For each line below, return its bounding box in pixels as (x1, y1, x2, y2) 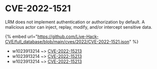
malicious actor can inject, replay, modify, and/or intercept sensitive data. (5, 24, 153, 30)
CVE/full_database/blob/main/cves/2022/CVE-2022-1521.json (5, 38, 130, 44)
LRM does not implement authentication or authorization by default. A (5, 19, 145, 25)
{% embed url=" (5, 34, 38, 39)
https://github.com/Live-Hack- (37, 34, 99, 39)
